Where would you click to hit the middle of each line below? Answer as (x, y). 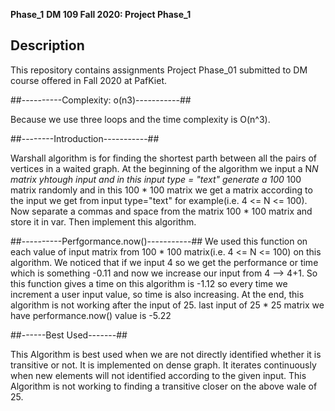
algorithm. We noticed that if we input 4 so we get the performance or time (164, 262)
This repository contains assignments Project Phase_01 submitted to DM (159, 70)
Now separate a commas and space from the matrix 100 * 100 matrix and (161, 211)
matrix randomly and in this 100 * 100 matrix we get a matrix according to (161, 190)
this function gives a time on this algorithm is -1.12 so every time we (149, 283)
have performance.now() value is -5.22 (91, 315)
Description (47, 45)
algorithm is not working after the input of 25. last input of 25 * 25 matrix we (167, 305)
